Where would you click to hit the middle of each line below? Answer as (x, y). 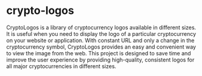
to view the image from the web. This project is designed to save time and (99, 53)
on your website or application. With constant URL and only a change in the (101, 40)
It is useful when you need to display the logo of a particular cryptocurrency (101, 33)
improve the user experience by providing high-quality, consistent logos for (100, 60)
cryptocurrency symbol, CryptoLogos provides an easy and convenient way (101, 47)
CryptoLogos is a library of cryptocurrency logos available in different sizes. (101, 27)
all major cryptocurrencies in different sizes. (61, 66)
